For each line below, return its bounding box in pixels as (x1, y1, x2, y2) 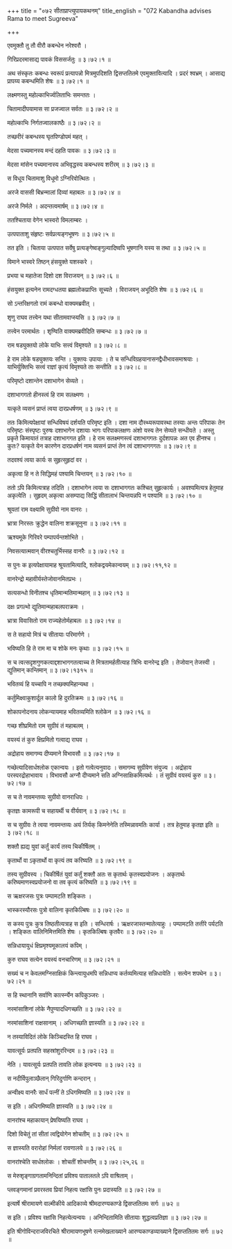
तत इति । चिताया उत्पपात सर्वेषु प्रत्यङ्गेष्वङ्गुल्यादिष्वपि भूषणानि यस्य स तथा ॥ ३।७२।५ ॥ (7, 244, 206, 252)
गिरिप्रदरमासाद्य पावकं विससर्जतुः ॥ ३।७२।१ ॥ (7, 56, 111, 63)
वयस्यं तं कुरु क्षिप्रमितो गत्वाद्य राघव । (7, 735, 89, 744)
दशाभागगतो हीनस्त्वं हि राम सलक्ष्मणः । (7, 391, 90, 399)
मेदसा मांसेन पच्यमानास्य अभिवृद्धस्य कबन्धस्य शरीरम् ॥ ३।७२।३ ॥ (7, 161, 154, 168)
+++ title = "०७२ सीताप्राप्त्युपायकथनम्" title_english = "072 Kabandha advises (7, 7, 212, 15)
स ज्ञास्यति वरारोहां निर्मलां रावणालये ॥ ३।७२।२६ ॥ (7, 1144, 122, 1152)
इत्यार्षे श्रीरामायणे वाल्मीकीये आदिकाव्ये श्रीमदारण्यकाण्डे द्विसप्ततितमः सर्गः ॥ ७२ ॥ (7, 1200, 179, 1207)
